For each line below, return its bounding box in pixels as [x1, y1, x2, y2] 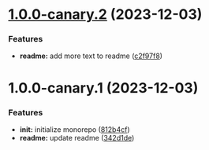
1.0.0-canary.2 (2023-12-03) [8, 5, 203, 24]
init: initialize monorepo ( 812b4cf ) [19, 124, 130, 134]
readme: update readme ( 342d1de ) [19, 133, 135, 142]
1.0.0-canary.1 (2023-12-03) [8, 79, 199, 97]
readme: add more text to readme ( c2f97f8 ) [19, 51, 163, 60]
